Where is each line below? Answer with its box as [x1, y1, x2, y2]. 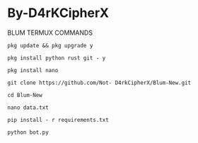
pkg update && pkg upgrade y [7, 42, 93, 49]
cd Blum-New [7, 91, 42, 98]
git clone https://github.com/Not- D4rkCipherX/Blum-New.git [7, 79, 192, 86]
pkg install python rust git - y [7, 55, 106, 62]
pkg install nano [7, 67, 59, 74]
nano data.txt [7, 104, 49, 111]
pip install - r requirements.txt [7, 116, 110, 123]
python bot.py [7, 129, 49, 136]
